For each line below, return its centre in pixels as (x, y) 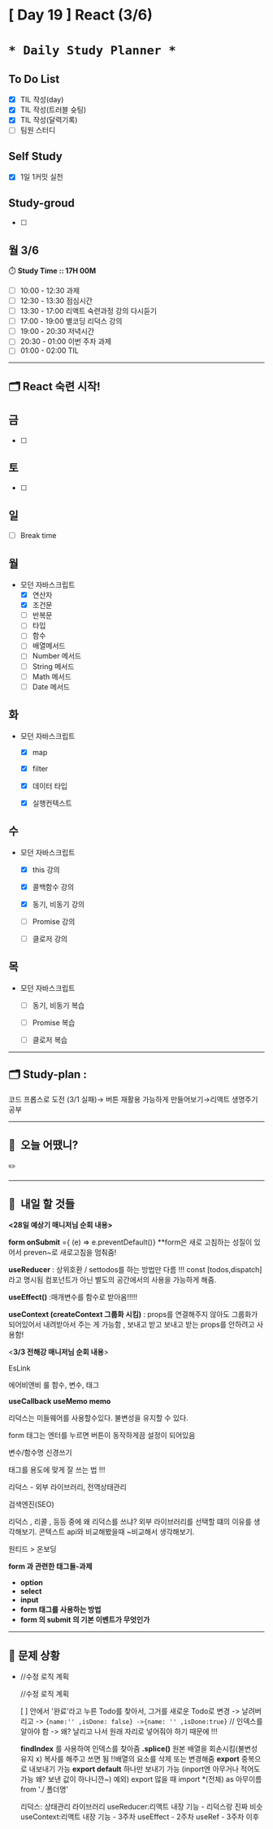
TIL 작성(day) (42, 100)
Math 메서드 (52, 676)
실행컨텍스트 (52, 803)
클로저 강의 (50, 938)
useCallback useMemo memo (60, 1401)
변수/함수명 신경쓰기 (40, 1453)
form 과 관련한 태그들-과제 (50, 1566)
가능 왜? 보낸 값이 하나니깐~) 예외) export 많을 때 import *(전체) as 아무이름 (141, 1779)
